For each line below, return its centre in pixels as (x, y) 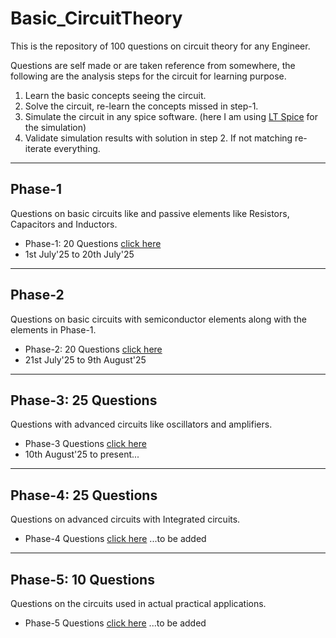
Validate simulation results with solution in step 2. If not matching (158, 138)
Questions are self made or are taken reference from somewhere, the (153, 65)
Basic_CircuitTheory (96, 18)
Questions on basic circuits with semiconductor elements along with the (158, 319)
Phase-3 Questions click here (85, 444)
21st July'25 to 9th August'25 (85, 359)
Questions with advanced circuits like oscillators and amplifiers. (141, 424)
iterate (38, 148)
